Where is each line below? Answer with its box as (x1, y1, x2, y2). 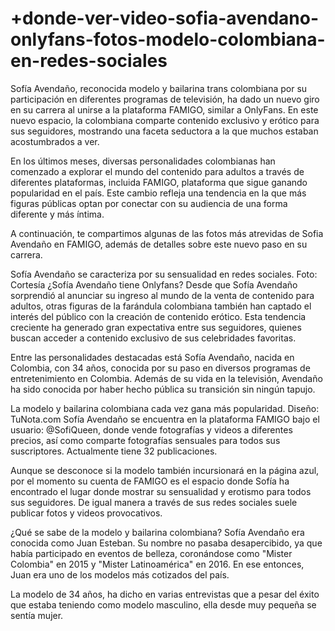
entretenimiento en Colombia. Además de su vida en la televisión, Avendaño (10, 372, 323, 384)
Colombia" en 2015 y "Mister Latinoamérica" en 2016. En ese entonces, (10, 558, 305, 570)
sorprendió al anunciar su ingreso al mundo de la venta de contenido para (10, 289, 315, 301)
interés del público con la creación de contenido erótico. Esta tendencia (10, 310, 307, 322)
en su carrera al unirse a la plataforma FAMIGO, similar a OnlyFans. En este (10, 103, 319, 116)
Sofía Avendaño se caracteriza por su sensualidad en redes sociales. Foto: (10, 268, 318, 280)
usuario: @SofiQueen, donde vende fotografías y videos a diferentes (10, 423, 293, 436)
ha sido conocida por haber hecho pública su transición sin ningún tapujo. (10, 383, 316, 395)
